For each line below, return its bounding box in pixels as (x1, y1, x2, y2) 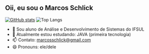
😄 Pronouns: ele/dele (12, 44, 56, 50)
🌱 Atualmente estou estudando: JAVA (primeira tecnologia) (12, 31, 131, 37)
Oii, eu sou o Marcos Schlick (5, 4, 93, 12)
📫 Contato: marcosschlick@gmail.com (12, 36, 91, 43)
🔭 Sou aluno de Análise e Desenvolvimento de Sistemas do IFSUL (12, 26, 145, 32)
